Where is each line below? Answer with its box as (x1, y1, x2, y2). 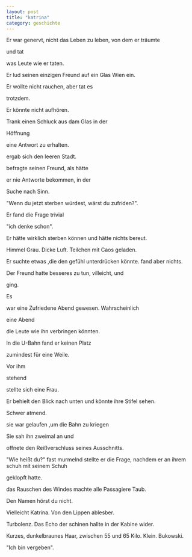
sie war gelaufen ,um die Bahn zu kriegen (6, 421, 110, 428)
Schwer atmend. (6, 410, 47, 417)
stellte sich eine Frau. (6, 386, 59, 393)
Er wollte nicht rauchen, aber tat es (6, 83, 93, 90)
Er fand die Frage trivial (6, 211, 64, 218)
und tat (6, 48, 24, 55)
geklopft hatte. (6, 474, 43, 481)
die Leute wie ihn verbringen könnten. (6, 328, 101, 335)
